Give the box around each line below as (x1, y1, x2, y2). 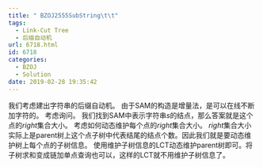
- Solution (15, 70, 51, 78)
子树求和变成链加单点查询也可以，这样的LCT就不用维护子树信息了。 (8, 150, 230, 159)
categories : (8, 56, 48, 64)
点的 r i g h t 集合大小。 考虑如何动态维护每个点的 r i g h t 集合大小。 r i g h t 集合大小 (8, 120, 252, 130)
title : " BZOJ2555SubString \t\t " (8, 11, 119, 20)
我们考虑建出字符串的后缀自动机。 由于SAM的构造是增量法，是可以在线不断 (8, 101, 255, 110)
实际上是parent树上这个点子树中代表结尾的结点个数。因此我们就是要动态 (8, 130, 245, 139)
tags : (8, 19, 26, 27)
